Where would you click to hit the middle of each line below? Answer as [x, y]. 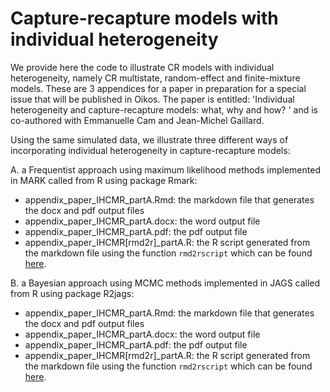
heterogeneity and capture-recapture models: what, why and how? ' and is [164, 109]
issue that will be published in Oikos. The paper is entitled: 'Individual [152, 99]
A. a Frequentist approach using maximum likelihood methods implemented [165, 169]
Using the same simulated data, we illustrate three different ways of [149, 139]
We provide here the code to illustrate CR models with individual [142, 67]
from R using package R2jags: [72, 293]
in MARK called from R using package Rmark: [104, 180]
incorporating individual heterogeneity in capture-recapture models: [150, 150]
